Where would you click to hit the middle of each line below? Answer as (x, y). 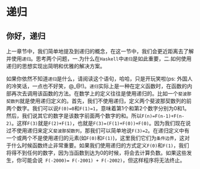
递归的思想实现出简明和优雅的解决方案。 (56, 66)
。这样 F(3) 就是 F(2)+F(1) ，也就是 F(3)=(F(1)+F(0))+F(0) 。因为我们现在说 (101, 123)
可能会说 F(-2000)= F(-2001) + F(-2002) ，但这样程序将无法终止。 (104, 160)
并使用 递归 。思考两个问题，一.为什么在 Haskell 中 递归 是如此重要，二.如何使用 (99, 59)
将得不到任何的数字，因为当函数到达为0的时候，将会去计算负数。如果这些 (96, 153)
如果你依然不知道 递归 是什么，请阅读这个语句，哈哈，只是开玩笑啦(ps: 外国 (97, 79)
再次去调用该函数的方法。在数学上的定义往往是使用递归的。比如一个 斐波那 (101, 93)
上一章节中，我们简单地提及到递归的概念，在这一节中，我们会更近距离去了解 (100, 51)
